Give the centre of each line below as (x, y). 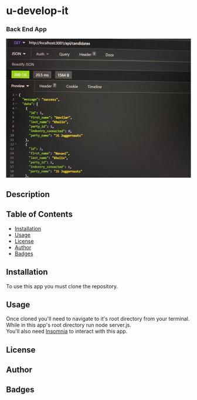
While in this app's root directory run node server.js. (69, 325)
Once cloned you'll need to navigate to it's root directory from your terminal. (98, 319)
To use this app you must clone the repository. (62, 286)
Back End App (26, 29)
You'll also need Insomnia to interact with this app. (67, 331)
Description (28, 194)
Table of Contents (40, 214)
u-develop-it (37, 11)
